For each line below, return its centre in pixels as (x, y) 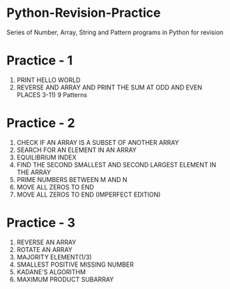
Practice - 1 (40, 61)
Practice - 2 (41, 123)
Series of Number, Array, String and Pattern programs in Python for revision (115, 32)
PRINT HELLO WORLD (48, 80)
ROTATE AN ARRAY (44, 249)
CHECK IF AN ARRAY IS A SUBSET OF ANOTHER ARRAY (98, 142)
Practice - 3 (41, 223)
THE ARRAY (34, 172)
